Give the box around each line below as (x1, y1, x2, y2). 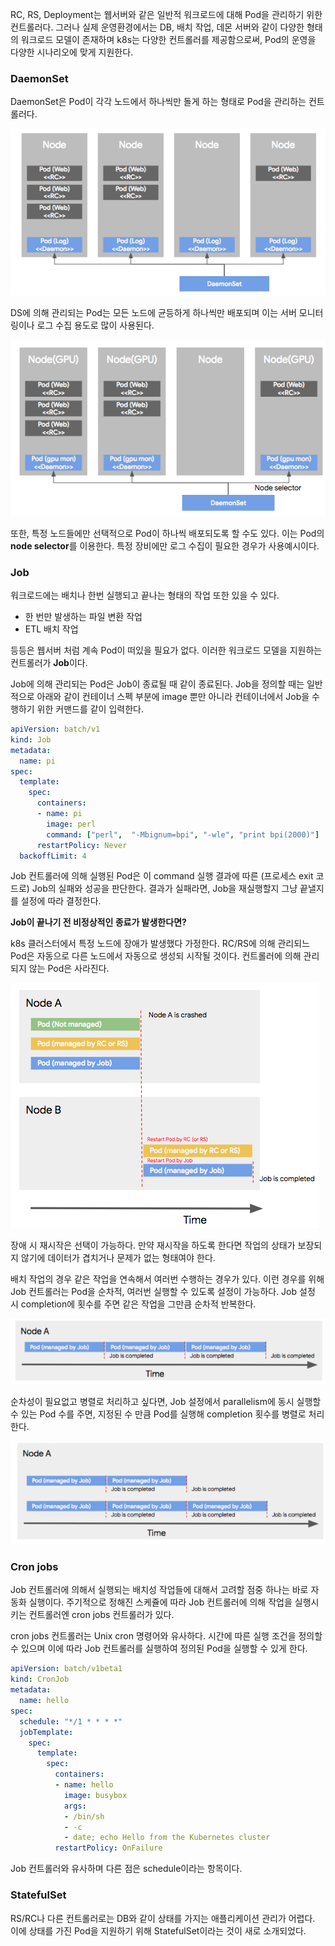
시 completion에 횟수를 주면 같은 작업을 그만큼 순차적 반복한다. (10, 1298, 257, 1310)
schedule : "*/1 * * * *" (19, 1716, 123, 1727)
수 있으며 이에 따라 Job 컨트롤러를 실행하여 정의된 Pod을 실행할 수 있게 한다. (10, 1643, 308, 1655)
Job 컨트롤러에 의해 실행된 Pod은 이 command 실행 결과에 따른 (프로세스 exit (10, 870, 314, 882)
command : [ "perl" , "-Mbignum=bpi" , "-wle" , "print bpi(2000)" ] (46, 829, 320, 840)
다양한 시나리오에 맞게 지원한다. (10, 46, 134, 58)
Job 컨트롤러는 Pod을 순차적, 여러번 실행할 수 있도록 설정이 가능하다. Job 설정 (10, 1286, 316, 1298)
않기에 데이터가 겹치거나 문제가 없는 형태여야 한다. (20, 1252, 216, 1264)
